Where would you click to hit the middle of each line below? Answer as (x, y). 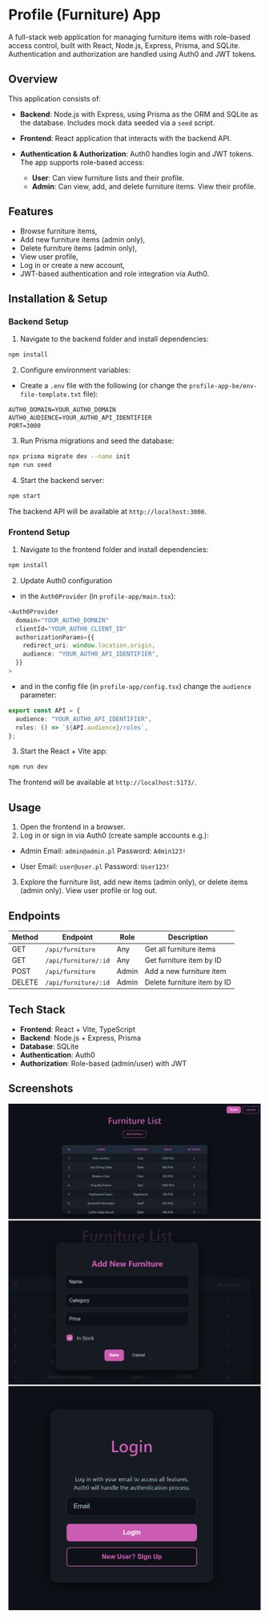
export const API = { (44, 710)
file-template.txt (50, 395)
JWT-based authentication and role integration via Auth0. (114, 274)
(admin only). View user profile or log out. (88, 891)
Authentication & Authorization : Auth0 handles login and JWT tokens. (137, 153)
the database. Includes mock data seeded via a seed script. (117, 123)
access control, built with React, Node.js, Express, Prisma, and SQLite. (124, 45)
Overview (33, 79)
